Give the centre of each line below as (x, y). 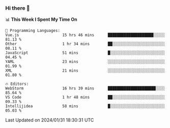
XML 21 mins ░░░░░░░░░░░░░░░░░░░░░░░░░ (85, 71)
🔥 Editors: (17, 84)
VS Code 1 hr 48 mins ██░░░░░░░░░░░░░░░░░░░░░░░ (85, 98)
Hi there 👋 (18, 8)
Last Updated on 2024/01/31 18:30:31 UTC (50, 120)
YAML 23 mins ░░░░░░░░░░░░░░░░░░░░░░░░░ (85, 62)
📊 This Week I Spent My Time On (41, 19)
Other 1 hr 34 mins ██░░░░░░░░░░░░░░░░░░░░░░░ (85, 44)
